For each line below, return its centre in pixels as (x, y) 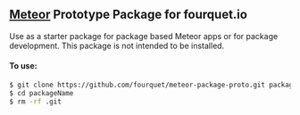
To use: (23, 66)
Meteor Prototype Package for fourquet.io (129, 15)
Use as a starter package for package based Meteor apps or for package (144, 36)
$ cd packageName (42, 93)
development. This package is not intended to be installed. (117, 45)
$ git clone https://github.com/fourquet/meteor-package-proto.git (137, 85)
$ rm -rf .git (36, 102)
